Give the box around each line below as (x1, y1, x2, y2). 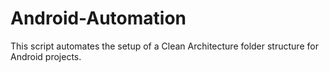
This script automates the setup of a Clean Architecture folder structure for (10, 40, 319, 52)
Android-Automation (10, 7, 187, 30)
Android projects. (10, 50, 82, 62)
